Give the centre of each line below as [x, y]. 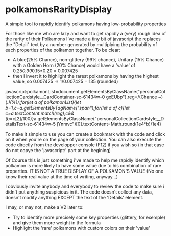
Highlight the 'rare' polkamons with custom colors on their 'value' [81, 228]
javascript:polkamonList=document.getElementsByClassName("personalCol [85, 91]
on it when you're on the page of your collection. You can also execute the [83, 139]
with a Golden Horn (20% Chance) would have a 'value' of [74, 65]
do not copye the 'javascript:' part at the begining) [58, 150]
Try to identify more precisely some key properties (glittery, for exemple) [89, 217]
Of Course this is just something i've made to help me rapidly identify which [85, 160]
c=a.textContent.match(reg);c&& [40, 113]
